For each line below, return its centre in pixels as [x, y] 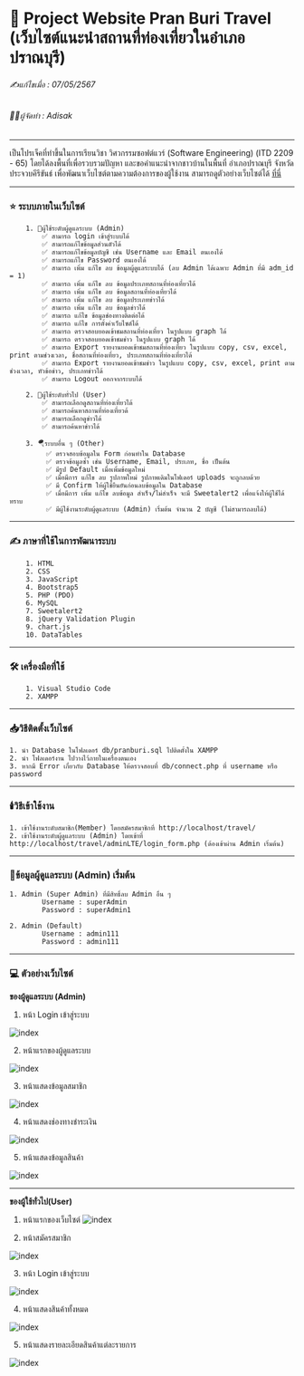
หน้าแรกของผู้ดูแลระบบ [57, 1051]
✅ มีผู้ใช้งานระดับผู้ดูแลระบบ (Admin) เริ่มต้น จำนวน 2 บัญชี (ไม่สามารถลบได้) [157, 510]
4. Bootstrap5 [52, 587]
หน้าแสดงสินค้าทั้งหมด [55, 1309]
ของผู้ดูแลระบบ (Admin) [47, 996]
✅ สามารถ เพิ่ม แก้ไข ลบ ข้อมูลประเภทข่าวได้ [103, 300]
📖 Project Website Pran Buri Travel [140, 19]
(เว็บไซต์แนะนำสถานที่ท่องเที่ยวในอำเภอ [128, 38]
